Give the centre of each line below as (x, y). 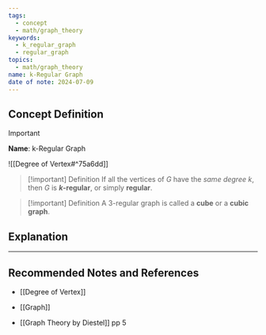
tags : (17, 15)
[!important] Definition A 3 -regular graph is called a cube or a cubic (138, 203)
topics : (21, 60)
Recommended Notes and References (104, 273)
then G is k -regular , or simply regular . (90, 188)
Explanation (38, 236)
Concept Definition (56, 114)
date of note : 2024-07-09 (51, 82)
